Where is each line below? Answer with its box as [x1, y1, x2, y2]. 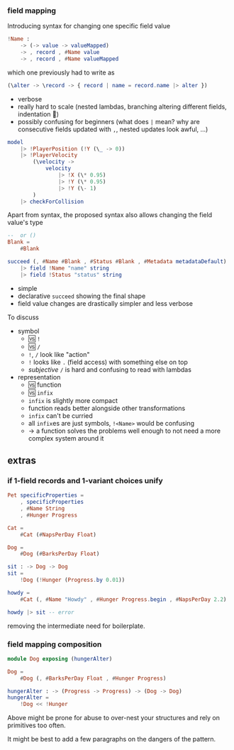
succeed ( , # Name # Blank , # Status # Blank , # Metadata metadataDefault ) [7, 258, 227, 265]
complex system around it [28, 434, 104, 442]
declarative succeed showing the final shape [17, 292, 146, 300]
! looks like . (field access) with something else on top [28, 358, 188, 366]
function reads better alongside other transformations [28, 404, 186, 412]
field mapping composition [7, 639, 102, 649]
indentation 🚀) [17, 109, 59, 118]
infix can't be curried [28, 411, 94, 420]
